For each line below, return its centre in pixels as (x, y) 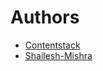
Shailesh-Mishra (58, 55)
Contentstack (52, 45)
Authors (45, 17)
